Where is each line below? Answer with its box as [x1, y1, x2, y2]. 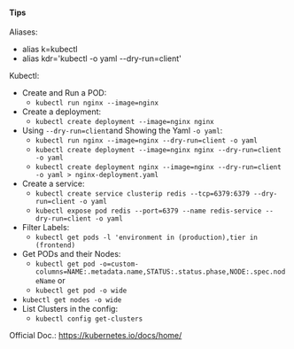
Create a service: [21, 178, 86, 190]
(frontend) [35, 241, 76, 250]
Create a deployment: [21, 106, 102, 117]
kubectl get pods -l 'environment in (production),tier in [35, 233, 259, 243]
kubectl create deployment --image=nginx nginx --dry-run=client [35, 146, 282, 155]
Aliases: [9, 27, 38, 37]
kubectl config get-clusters [35, 314, 143, 323]
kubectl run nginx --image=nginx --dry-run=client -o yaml [35, 136, 259, 145]
